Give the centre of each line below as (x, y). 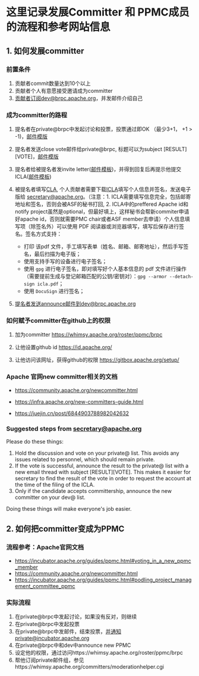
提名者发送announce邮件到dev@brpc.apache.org (75, 304)
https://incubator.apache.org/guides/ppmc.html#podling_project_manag (103, 580)
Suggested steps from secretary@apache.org (74, 429)
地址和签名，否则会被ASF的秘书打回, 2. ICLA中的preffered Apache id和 (102, 204)
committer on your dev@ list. (50, 498)
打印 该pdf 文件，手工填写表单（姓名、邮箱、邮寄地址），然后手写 (103, 247)
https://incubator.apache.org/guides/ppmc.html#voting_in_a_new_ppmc (103, 561)
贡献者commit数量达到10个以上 (53, 83)
